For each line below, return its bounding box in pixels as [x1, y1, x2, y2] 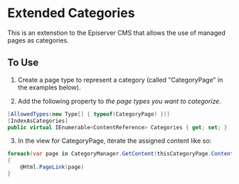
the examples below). [17, 83, 81, 92]
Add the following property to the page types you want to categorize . [17, 97, 222, 105]
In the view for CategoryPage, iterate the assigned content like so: [17, 136, 212, 145]
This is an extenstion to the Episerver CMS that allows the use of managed [7, 28, 225, 37]
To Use [7, 57, 39, 69]
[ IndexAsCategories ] [7, 117, 69, 124]
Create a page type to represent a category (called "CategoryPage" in [17, 75, 223, 84]
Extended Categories [7, 5, 135, 21]
